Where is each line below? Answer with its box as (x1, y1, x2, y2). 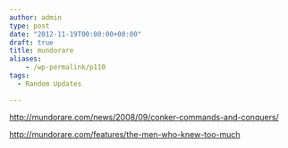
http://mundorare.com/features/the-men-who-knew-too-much (9, 128, 241, 139)
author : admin (9, 12, 63, 22)
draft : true (9, 37, 54, 47)
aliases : (9, 54, 42, 63)
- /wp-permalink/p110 (25, 63, 106, 72)
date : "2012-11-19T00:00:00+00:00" (9, 29, 142, 38)
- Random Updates (17, 79, 82, 88)
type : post (9, 21, 50, 30)
